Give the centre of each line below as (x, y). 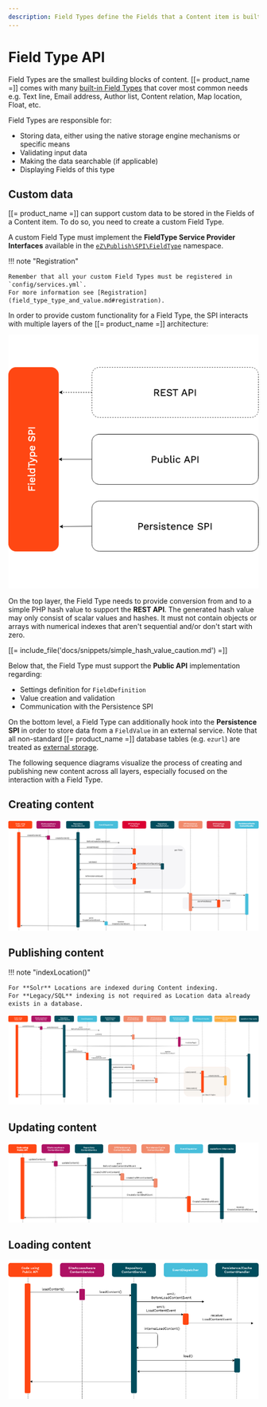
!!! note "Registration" (43, 261)
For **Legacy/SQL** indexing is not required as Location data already (129, 995)
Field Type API (57, 57)
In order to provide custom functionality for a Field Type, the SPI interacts (128, 315)
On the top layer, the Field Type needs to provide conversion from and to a (130, 600)
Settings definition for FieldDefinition (83, 690)
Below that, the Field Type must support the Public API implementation (124, 666)
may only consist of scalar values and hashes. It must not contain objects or (133, 618)
